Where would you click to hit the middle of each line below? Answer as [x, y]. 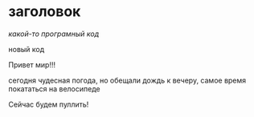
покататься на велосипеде [54, 89]
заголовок [45, 12]
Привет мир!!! [32, 65]
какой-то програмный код [53, 34]
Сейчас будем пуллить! [49, 104]
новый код [27, 49]
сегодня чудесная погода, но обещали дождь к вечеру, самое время [127, 80]
